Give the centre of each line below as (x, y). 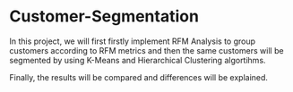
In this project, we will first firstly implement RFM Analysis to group (133, 41)
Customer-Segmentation (104, 17)
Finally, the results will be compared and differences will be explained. (139, 77)
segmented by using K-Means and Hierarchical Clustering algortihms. (138, 60)
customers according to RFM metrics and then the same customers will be (146, 50)
